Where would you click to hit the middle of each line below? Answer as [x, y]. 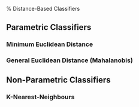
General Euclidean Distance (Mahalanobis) [69, 60]
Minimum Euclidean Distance [50, 44]
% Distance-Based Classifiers [43, 9]
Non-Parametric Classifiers [58, 80]
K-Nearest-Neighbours [40, 97]
